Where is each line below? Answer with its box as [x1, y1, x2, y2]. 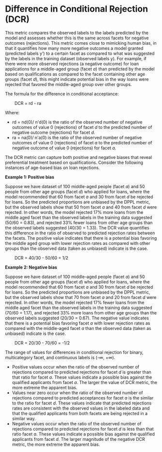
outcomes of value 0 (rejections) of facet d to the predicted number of [12, 124, 152, 130]
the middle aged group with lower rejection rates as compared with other [5, 240, 150, 246]
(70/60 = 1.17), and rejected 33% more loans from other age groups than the [5, 310, 157, 315]
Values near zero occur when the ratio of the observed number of [12, 390, 143, 396]
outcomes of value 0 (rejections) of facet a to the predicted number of [12, 139, 152, 145]
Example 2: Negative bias [5, 264, 57, 270]
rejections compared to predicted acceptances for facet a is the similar [12, 395, 154, 400]
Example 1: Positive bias [5, 174, 55, 180]
